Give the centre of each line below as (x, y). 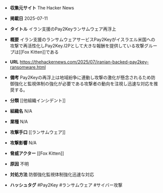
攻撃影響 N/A (23, 143)
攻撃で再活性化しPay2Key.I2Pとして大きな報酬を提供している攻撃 (77, 46)
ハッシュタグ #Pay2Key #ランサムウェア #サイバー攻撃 (66, 185)
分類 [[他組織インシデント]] (38, 100)
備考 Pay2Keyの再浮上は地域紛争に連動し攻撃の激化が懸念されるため (81, 77)
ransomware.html (28, 67)
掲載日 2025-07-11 (29, 18)
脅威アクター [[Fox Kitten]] (37, 153)
